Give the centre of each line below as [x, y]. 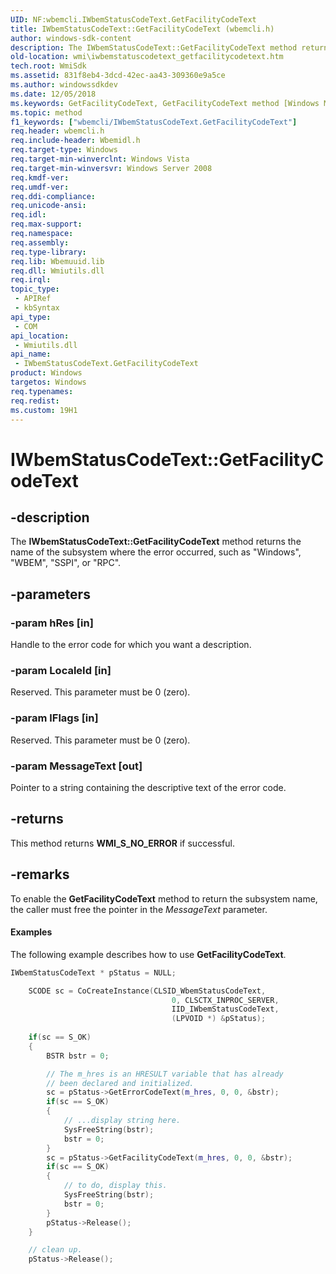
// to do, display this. [115, 1186]
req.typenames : [42, 391]
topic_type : [35, 289]
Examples [31, 932]
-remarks [40, 874]
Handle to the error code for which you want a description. [131, 645]
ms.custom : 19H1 [44, 410]
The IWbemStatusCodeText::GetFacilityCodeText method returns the [156, 542]
